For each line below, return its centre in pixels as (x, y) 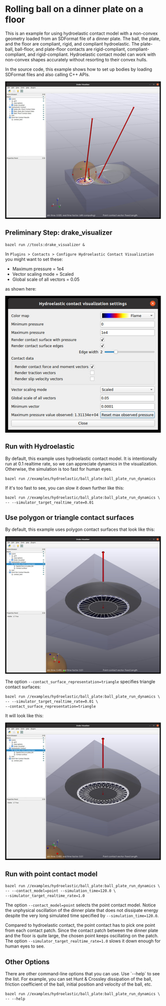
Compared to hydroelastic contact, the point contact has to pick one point (80, 925)
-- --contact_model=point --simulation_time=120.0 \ (61, 891)
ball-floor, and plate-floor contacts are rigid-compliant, (70, 49)
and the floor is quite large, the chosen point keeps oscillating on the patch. (82, 936)
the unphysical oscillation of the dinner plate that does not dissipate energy (82, 910)
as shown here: (21, 289)
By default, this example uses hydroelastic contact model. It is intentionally (81, 458)
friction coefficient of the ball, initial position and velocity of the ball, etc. (79, 984)
